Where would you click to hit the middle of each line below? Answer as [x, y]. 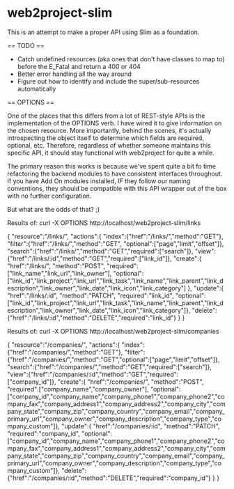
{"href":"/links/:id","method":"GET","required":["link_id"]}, [89, 258]
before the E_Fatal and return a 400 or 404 [79, 66]
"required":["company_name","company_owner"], [78, 389]
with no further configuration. [49, 196]
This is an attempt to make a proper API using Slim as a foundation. [103, 32]
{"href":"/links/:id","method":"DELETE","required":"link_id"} [92, 318]
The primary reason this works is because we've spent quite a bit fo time [111, 166]
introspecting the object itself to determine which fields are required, [106, 138]
